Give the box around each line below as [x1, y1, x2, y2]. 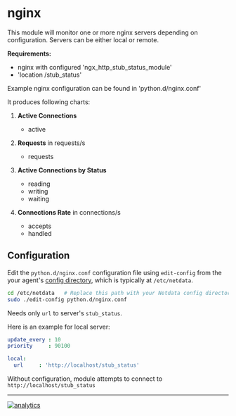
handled [27, 229, 52, 237]
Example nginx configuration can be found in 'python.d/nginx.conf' [7, 84, 202, 92]
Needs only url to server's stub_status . [7, 308, 123, 317]
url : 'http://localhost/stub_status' [13, 362, 140, 369]
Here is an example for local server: [7, 322, 110, 331]
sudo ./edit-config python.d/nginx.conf [7, 296, 128, 303]
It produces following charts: [7, 97, 91, 106]
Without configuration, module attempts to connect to [7, 374, 163, 383]
